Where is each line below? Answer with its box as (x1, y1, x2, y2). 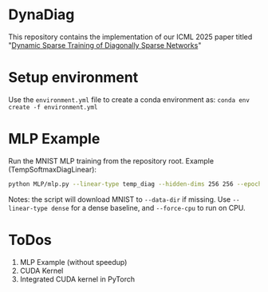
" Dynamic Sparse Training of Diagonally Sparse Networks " (8, 40, 202, 49)
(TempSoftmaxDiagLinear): (8, 164, 97, 174)
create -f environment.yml (8, 103, 98, 111)
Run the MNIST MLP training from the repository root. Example (8, 156, 214, 165)
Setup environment (8, 69, 139, 87)
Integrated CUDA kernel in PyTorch (19, 274, 136, 284)
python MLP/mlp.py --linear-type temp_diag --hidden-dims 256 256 (8, 180, 234, 188)
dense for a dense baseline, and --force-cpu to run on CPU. (50, 203, 246, 212)
